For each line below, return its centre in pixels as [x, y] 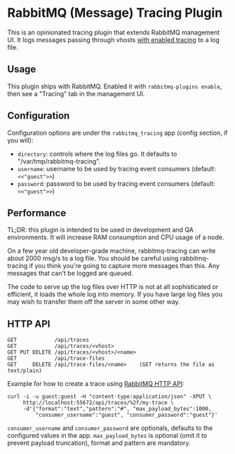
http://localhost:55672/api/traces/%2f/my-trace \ [98, 403]
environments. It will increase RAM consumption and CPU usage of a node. [116, 237]
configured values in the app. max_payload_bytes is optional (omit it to [107, 436]
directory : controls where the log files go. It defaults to [97, 154]
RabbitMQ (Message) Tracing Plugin [115, 13]
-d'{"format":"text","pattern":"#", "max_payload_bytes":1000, [117, 409]
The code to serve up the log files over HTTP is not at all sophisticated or [113, 287]
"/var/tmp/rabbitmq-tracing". [59, 161]
